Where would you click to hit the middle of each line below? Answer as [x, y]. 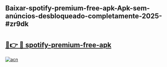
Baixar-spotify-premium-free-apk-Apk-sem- [78, 8]
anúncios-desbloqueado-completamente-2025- [84, 16]
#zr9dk [17, 24]
